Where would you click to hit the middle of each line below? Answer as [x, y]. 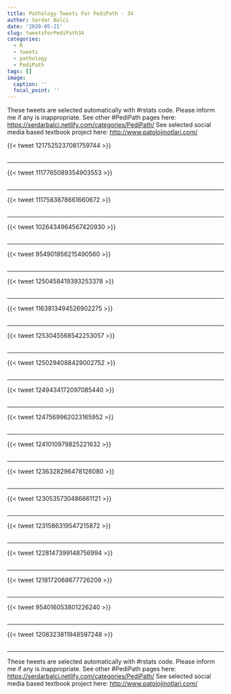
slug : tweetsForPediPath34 [46, 33]
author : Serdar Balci [38, 20]
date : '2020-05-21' [35, 26]
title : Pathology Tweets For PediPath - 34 [70, 13]
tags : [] [20, 71]
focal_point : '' [36, 90]
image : [16, 78]
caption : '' [31, 84]
